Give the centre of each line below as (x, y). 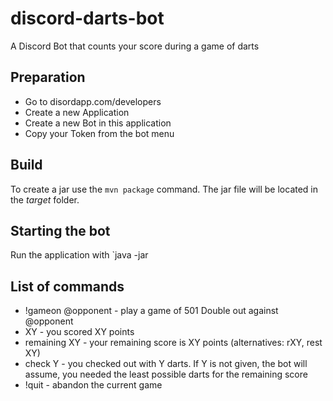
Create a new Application (77, 112)
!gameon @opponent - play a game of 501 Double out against (151, 311)
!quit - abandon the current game (93, 385)
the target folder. (45, 199)
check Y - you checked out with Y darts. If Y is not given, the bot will (166, 364)
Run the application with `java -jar (79, 255)
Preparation (48, 77)
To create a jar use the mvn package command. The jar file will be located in (164, 189)
